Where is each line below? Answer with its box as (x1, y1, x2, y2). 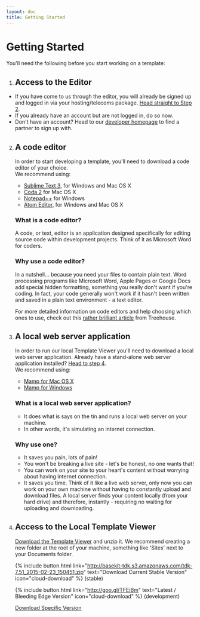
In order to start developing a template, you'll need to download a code (14, 158, 190, 165)
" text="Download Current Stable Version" (83, 568, 187, 575)
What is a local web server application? (14, 399, 131, 407)
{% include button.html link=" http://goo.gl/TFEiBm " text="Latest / (14, 586, 176, 593)
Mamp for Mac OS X (23, 377, 74, 385)
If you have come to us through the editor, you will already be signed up (14, 93, 192, 100)
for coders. (14, 242, 42, 250)
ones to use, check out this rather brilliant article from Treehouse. (14, 314, 176, 321)
